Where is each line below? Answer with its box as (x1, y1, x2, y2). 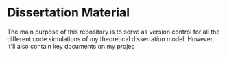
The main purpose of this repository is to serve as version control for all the (7, 27, 220, 36)
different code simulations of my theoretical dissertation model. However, (7, 34, 215, 43)
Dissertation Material (7, 5, 130, 21)
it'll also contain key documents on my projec (7, 42, 135, 50)
